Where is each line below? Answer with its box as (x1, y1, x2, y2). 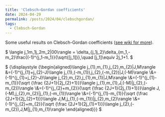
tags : (5, 21, 16, 26)
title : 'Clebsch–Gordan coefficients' (5, 7, 85, 12)
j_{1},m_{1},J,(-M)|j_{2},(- (96, 80, 148, 86)
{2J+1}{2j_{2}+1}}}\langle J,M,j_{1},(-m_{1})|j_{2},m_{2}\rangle (5, 96, 132, 102)
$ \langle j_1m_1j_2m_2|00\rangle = (5, 49, 76, 55)
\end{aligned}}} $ (66, 107, 102, 113)
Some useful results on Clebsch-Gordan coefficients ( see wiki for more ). (5, 39, 154, 45)
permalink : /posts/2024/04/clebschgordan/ (5, 16, 94, 21)
